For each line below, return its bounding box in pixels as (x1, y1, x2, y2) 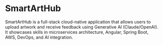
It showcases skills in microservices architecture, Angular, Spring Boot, (5, 29, 149, 35)
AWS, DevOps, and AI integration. (5, 34, 73, 40)
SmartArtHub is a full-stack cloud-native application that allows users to (5, 19, 151, 25)
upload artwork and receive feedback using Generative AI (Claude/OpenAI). (5, 24, 159, 30)
